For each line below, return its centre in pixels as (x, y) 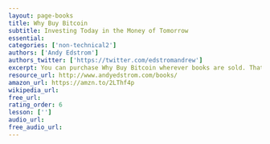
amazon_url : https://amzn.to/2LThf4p (72, 82)
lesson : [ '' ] (30, 113)
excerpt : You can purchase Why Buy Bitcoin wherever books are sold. (127, 68)
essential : (27, 38)
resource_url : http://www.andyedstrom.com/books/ (93, 75)
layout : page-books (41, 16)
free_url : (25, 98)
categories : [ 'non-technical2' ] (62, 46)
